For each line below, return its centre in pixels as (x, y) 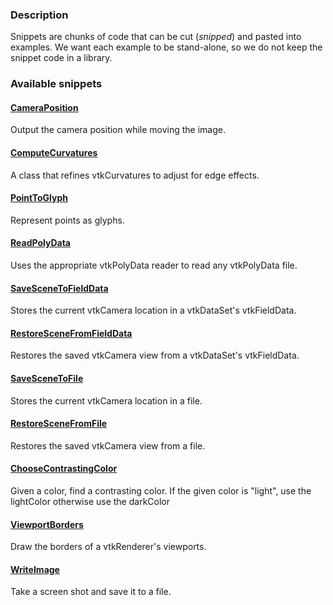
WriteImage (35, 569)
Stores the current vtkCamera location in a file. (106, 400)
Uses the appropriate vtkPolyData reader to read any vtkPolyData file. (154, 265)
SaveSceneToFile (47, 379)
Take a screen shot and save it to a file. (91, 592)
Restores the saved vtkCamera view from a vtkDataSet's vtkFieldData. (155, 355)
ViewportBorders (47, 524)
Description (39, 15)
